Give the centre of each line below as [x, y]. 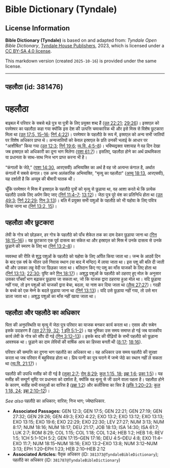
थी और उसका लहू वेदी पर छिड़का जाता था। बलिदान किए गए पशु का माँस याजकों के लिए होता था [81, 268]
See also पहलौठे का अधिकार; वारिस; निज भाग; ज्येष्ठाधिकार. [55, 401]
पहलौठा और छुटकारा [30, 223]
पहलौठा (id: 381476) [34, 87]
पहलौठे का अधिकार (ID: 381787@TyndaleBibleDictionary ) [66, 460]
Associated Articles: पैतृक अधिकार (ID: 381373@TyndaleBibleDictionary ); [86, 454]
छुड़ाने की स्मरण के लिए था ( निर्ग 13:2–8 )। [40, 246]
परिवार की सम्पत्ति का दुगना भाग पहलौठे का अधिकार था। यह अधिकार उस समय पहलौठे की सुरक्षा [81, 352]
